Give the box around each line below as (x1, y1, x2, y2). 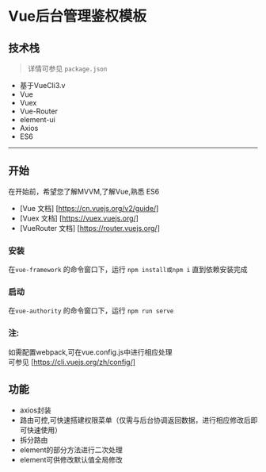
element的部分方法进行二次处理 (19, 445, 123, 455)
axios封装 (19, 405, 51, 415)
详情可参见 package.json (27, 64, 108, 73)
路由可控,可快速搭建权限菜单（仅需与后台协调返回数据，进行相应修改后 (19, 415, 251, 424)
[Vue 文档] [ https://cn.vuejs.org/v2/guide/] (19, 203, 159, 213)
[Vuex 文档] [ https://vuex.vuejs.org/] (19, 213, 139, 223)
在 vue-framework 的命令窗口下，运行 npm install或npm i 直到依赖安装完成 (8, 265, 248, 274)
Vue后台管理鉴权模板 (8, 7, 147, 25)
